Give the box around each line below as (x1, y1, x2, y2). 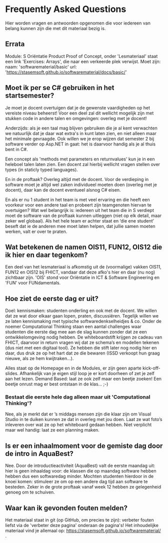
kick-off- (142, 365, 161, 371)
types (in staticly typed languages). (5, 166, 78, 172)
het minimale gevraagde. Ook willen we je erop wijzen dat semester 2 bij (5, 135, 154, 141)
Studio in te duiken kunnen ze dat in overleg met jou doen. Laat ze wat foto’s (5, 416, 162, 422)
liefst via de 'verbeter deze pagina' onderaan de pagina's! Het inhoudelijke (5, 522, 159, 528)
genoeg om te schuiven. (5, 489, 55, 495)
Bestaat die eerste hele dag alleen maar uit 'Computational (5, 393, 150, 400)
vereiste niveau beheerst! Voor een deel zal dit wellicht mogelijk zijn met (5, 110, 154, 116)
